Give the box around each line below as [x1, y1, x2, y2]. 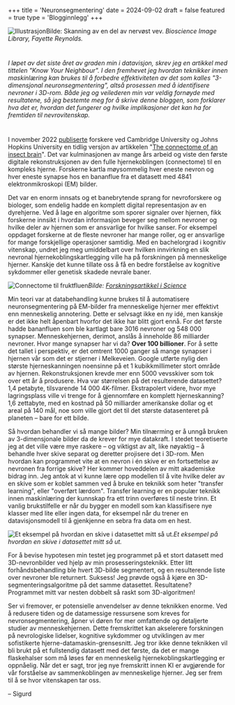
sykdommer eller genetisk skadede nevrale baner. [8, 268, 152, 276]
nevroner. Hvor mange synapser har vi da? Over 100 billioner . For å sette [8, 339, 218, 348]
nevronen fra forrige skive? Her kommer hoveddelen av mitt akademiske [8, 464, 215, 473]
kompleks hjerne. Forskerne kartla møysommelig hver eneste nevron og [8, 165, 215, 173]
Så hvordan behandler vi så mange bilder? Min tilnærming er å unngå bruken [8, 427, 228, 436]
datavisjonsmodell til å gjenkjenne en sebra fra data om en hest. [8, 517, 192, 525]
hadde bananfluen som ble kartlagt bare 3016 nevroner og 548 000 [8, 325, 202, 333]
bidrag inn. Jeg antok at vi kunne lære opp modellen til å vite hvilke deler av [8, 472, 225, 480]
